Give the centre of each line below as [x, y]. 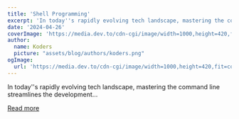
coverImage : [25, 34]
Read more [23, 108]
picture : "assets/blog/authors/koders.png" [79, 54]
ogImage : [20, 60]
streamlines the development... [53, 94]
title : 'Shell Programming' [49, 14]
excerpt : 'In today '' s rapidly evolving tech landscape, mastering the [116, 21]
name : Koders [33, 47]
